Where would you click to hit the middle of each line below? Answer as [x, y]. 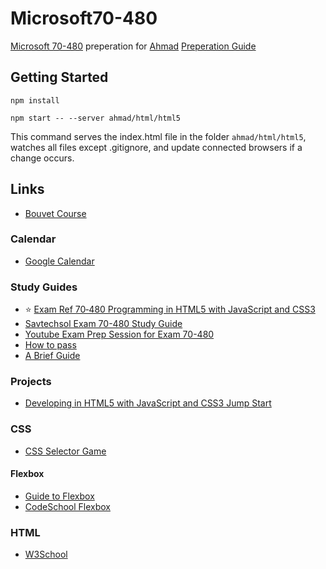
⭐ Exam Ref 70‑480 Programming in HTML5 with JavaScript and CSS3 [170, 309]
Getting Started [59, 77]
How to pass [50, 345]
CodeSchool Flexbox [67, 506]
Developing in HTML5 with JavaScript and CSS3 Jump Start [148, 403]
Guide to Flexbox [59, 496]
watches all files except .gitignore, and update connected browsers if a [156, 147]
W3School [46, 554]
